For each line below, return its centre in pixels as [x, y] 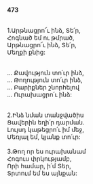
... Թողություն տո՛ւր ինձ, [45, 80]
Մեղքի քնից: [26, 52]
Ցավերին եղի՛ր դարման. [46, 122]
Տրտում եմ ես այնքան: [42, 173]
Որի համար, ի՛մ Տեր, [39, 166]
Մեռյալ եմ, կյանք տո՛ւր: [44, 137]
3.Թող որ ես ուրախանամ [46, 151]
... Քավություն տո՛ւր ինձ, [45, 73]
